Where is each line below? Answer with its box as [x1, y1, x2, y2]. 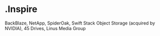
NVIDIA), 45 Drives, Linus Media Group [5, 25, 86, 31]
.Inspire [5, 3, 37, 15]
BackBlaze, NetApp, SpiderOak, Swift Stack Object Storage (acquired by [5, 20, 155, 26]
